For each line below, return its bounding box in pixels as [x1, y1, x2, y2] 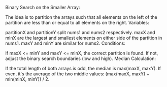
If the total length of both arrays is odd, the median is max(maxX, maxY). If [5, 66, 161, 71]
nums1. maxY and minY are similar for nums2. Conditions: [5, 40, 125, 46]
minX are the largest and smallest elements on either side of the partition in [5, 35, 162, 41]
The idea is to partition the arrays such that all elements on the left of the [5, 14, 157, 20]
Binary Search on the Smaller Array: [5, 5, 80, 10]
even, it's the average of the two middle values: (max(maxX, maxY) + [5, 71, 150, 77]
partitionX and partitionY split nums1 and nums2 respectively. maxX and [5, 30, 155, 35]
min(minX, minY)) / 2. [5, 76, 50, 82]
